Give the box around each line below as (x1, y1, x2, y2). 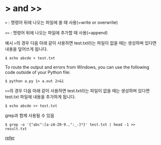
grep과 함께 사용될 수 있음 (5, 112, 55, 118)
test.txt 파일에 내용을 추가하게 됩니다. (5, 94, 76, 100)
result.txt (5, 126, 27, 131)
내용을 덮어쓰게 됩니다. (5, 46, 48, 52)
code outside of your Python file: (5, 69, 71, 75)
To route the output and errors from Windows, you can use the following (5, 64, 149, 70)
